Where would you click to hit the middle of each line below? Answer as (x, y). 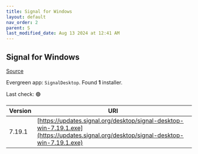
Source (15, 71)
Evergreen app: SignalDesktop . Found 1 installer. (64, 82)
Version (20, 111)
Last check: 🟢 (24, 94)
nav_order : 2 (22, 22)
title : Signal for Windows (39, 11)
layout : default (26, 17)
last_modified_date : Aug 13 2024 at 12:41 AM (63, 33)
